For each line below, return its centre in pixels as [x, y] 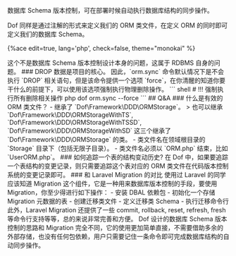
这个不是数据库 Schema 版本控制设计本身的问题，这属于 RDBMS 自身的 [111, 63]
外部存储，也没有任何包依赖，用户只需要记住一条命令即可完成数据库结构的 [115, 236]
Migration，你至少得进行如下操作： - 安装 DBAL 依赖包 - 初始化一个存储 [111, 192]
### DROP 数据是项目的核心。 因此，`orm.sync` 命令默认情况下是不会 [122, 72]
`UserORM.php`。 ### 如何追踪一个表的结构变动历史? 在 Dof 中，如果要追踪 [118, 157]
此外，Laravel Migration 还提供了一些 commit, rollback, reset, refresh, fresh [117, 210]
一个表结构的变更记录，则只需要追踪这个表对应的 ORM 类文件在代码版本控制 [118, 166]
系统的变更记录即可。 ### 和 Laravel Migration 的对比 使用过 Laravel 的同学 [117, 175]
